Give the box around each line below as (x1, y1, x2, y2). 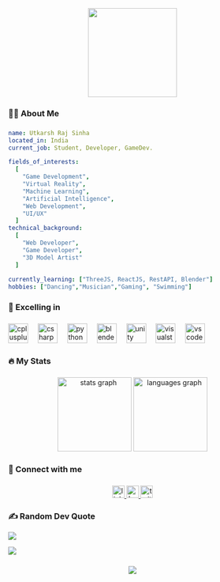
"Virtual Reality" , (22, 180, 87, 188)
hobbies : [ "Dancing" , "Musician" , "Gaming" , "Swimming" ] (8, 283, 192, 291)
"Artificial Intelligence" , (22, 195, 114, 202)
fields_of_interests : (8, 158, 80, 166)
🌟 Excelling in (8, 302, 61, 313)
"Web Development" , (22, 202, 87, 210)
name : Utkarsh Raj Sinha (8, 129, 90, 137)
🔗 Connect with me (8, 463, 83, 474)
